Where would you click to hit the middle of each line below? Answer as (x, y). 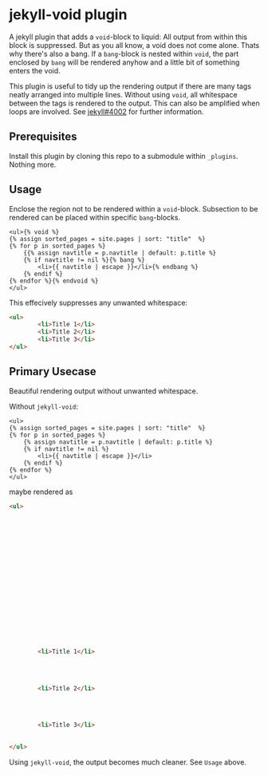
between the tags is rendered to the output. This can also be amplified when (134, 103)
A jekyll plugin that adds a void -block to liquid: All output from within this (128, 37)
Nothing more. (33, 164)
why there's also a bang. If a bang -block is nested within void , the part (124, 53)
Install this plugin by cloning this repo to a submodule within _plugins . (124, 156)
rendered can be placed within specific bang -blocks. (95, 217)
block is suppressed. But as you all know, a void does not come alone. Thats (134, 45)
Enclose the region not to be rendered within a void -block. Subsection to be (134, 208)
